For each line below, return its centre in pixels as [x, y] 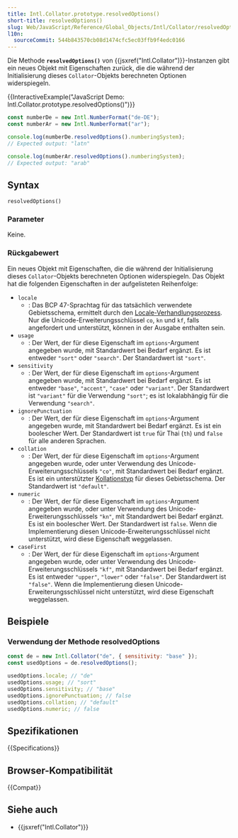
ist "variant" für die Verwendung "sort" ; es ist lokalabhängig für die [128, 396]
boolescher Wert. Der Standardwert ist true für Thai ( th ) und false [125, 433]
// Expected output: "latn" [49, 143]
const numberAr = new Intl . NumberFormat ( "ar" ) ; [79, 124]
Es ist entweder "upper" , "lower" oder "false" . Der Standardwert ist [127, 577]
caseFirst [32, 547]
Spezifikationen [43, 731]
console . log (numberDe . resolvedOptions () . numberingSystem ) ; [96, 137]
